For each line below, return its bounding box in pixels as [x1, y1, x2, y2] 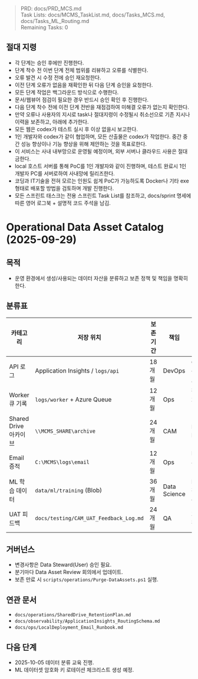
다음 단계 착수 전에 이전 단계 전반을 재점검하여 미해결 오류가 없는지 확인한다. [14, 103, 190, 110]
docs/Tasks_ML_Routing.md [20, 18, 90, 24]
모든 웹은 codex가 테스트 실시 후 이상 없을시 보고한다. [14, 125, 138, 132]
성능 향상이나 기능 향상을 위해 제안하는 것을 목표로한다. [21, 140, 147, 147]
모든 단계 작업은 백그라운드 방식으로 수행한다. [14, 89, 119, 96]
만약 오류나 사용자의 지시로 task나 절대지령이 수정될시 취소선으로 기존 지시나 [14, 110, 190, 117]
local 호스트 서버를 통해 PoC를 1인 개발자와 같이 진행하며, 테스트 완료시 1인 [14, 162, 187, 169]
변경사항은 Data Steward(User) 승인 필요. [14, 561, 112, 569]
